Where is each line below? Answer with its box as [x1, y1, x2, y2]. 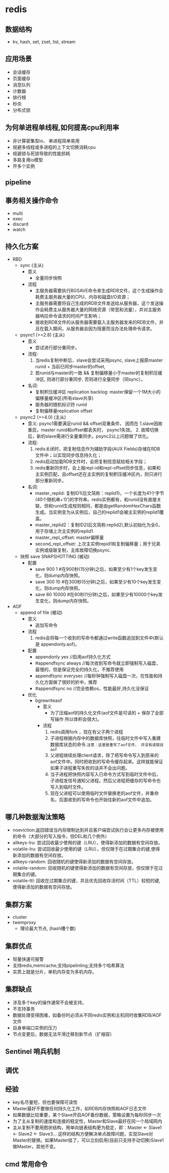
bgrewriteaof [35, 697, 62, 703]
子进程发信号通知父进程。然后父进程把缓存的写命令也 [50, 777, 161, 784]
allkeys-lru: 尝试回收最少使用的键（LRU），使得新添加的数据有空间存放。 [12, 840, 163, 846]
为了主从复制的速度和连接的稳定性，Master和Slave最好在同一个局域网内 [12, 1118, 162, 1124]
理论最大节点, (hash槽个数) [20, 925, 76, 931]
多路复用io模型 [12, 157, 43, 163]
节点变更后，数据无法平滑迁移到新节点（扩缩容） [12, 1031, 115, 1037]
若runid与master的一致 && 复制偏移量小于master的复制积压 [35, 370, 158, 376]
